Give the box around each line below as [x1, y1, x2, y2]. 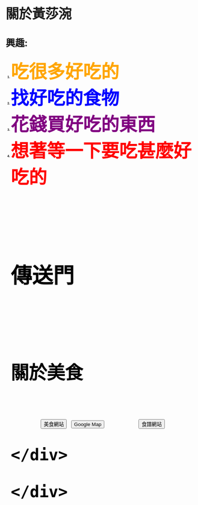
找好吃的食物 [10, 86, 120, 109]
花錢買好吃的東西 [10, 113, 156, 136]
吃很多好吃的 [10, 60, 120, 83]
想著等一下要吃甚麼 [10, 139, 174, 162]
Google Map [73, 421, 102, 427]
